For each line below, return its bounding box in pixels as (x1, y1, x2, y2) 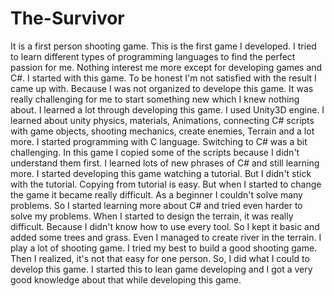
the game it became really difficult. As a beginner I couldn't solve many (10, 188, 303, 201)
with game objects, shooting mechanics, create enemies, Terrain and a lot (10, 125, 315, 137)
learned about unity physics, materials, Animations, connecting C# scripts (10, 114, 315, 126)
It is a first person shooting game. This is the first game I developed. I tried (10, 40, 317, 52)
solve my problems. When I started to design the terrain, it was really (10, 210, 294, 222)
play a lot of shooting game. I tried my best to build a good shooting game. (10, 242, 318, 254)
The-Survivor (10, 7, 125, 30)
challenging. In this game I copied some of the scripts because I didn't (10, 146, 300, 158)
